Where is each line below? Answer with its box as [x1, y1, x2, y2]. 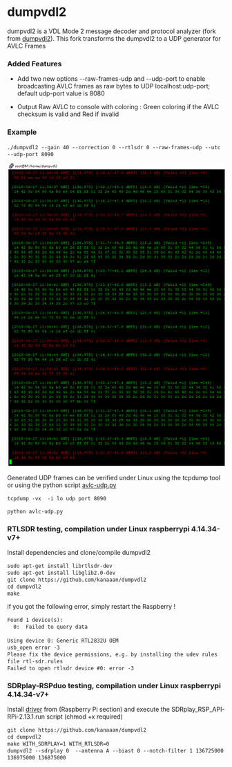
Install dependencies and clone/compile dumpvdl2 [7, 548, 151, 556]
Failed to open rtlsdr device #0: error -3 [7, 665, 135, 672]
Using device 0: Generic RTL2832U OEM [7, 637, 119, 644]
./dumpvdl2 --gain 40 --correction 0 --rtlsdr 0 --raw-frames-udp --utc [7, 144, 221, 151]
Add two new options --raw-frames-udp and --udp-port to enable [17, 75, 206, 83]
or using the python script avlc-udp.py [7, 481, 117, 489]
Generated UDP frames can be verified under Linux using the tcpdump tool [7, 473, 221, 482]
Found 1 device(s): [7, 616, 64, 623]
